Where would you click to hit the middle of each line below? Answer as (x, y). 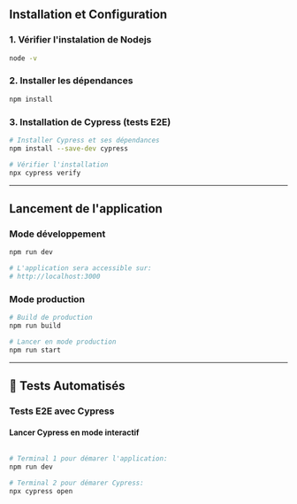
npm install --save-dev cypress (69, 148)
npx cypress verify (45, 173)
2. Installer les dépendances (71, 81)
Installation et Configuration (88, 15)
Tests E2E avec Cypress (62, 411)
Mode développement (57, 234)
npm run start (35, 350)
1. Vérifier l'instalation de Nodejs (80, 40)
